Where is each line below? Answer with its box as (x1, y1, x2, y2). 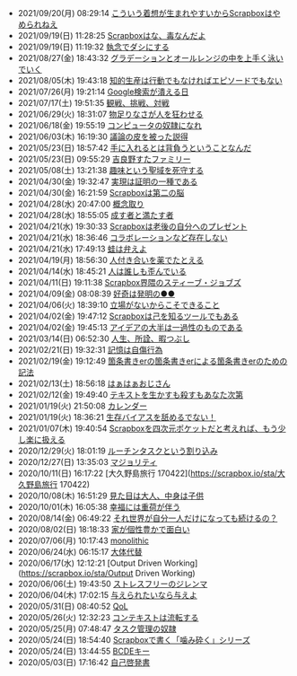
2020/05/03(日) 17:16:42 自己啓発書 (17, 657, 151, 667)
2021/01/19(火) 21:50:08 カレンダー (17, 400, 148, 411)
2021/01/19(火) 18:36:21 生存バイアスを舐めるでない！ (17, 412, 217, 422)
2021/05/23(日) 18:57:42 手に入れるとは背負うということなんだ (17, 143, 252, 153)
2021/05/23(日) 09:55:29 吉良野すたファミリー (17, 154, 191, 164)
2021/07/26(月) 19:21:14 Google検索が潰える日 (17, 86, 189, 97)
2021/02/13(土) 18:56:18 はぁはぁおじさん (17, 378, 171, 389)
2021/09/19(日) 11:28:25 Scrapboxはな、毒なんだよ (17, 31, 206, 40)
